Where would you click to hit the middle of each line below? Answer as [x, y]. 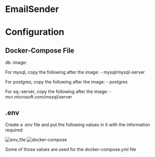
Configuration [35, 32]
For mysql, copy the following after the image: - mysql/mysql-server [75, 72]
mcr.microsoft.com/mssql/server [39, 97]
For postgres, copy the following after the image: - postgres [67, 82]
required [14, 130]
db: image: [16, 62]
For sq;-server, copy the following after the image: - [58, 91]
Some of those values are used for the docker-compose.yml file [71, 149]
